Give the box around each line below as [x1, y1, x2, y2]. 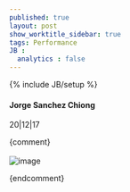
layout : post [9, 21, 58, 30]
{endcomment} [9, 173, 65, 184]
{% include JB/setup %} [9, 79, 98, 89]
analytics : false [17, 54, 86, 63]
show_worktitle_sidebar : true [9, 29, 122, 38]
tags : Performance [9, 38, 77, 47]
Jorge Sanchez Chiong [9, 99, 95, 110]
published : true [9, 13, 69, 22]
